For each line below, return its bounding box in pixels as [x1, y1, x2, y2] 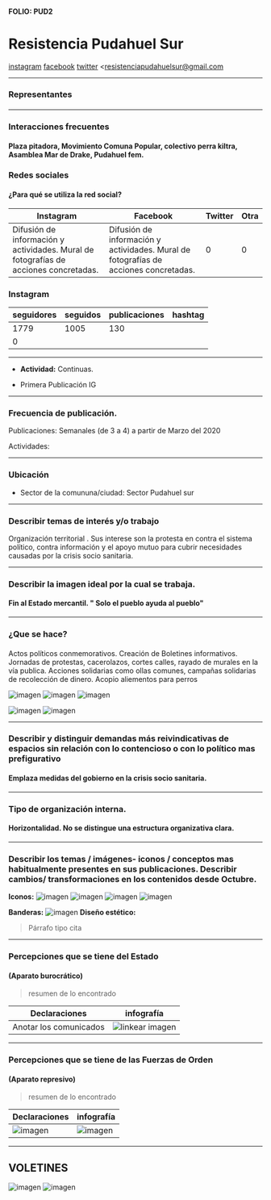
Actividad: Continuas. [19, 364, 94, 374]
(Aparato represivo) [8, 1074, 77, 1084]
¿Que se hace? [8, 628, 68, 639]
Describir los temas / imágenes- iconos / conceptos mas [8, 853, 234, 864]
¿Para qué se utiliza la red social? [8, 190, 123, 199]
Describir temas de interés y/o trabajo [8, 515, 160, 526]
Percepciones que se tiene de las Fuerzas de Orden [8, 1054, 214, 1065]
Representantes [8, 89, 73, 100]
